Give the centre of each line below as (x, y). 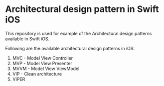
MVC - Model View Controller (43, 58)
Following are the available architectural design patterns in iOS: (70, 48)
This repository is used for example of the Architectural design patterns (79, 33)
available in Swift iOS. (27, 39)
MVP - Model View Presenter (42, 63)
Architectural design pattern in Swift (82, 9)
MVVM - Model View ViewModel (46, 69)
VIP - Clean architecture (37, 74)
